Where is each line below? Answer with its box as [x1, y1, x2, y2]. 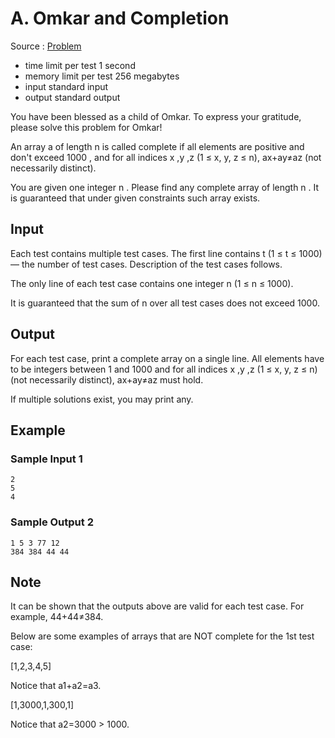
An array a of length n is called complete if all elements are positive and [10, 140, 305, 152]
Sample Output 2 [10, 515, 94, 529]
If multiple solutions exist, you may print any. [10, 393, 194, 405]
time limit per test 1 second [24, 59, 136, 71]
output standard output [24, 91, 121, 103]
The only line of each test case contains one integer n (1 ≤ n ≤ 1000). [10, 277, 294, 289]
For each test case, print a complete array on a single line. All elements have [10, 352, 325, 364]
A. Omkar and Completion [10, 7, 230, 30]
